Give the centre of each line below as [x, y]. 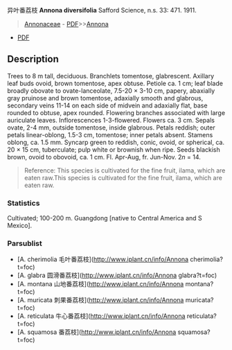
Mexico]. [20, 226]
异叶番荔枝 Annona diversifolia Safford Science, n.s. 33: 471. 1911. [102, 10]
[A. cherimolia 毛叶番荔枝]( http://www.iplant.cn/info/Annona [103, 259]
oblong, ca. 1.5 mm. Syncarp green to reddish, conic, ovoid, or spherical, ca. [116, 142]
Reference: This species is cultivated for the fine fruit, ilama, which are [125, 170]
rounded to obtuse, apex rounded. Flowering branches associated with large [116, 112]
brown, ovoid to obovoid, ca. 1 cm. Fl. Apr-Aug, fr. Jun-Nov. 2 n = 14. [104, 157]
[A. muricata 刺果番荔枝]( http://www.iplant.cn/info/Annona [100, 300]
